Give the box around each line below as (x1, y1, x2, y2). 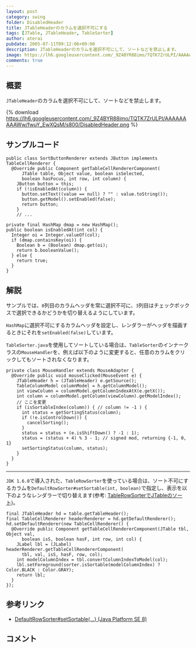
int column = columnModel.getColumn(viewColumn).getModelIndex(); (16, 393, 181, 399)
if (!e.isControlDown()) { (21, 414, 87, 421)
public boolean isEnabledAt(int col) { (6, 227, 103, 233)
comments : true (6, 57, 43, 63)
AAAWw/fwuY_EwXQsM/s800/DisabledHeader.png (6, 121, 129, 129)
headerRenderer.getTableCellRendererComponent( (6, 546, 124, 552)
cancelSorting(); (27, 420, 69, 425)
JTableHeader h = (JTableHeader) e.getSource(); (16, 377, 137, 383)
